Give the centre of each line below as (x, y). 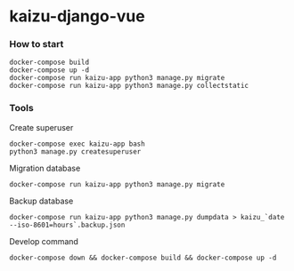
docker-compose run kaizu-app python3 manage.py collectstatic (129, 86)
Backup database (41, 201)
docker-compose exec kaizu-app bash (77, 144)
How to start (37, 44)
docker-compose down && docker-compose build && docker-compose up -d (143, 258)
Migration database (45, 168)
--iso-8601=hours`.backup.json (67, 225)
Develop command (44, 241)
